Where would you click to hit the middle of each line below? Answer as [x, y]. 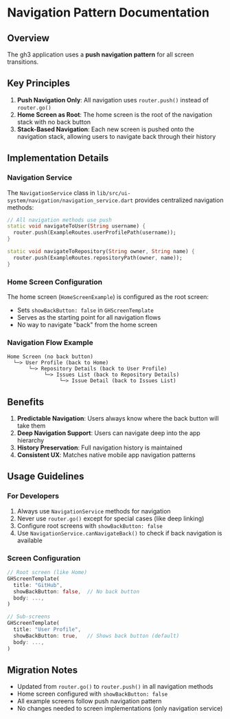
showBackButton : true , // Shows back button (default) [96, 636]
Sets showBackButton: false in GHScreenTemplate [85, 310]
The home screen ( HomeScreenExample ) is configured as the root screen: [108, 296]
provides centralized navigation [179, 200]
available [30, 540]
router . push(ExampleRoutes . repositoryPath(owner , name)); [98, 258]
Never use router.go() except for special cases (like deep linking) [111, 518]
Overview [28, 38]
